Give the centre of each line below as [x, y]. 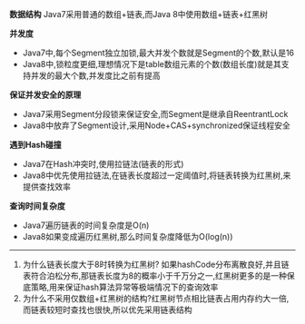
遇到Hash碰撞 [35, 145]
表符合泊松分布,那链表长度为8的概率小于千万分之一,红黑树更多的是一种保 [158, 275]
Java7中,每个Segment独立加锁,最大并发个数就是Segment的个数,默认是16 [158, 53]
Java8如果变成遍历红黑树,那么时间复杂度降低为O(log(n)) [128, 236]
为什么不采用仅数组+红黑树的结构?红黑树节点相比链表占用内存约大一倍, [156, 298]
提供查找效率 [46, 187]
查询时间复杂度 [37, 206]
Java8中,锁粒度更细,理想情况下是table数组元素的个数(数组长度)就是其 [152, 64]
